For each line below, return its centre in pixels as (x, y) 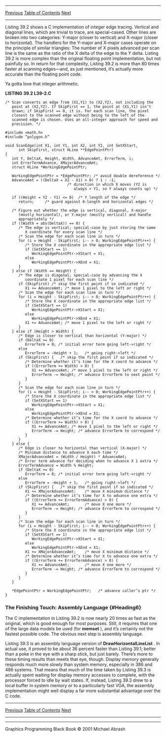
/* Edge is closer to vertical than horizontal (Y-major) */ (83, 336)
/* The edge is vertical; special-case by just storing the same (87, 228)
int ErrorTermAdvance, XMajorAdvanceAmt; (55, 163)
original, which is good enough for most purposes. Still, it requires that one (81, 623)
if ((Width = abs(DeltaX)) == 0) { (48, 223)
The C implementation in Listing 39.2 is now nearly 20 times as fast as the (80, 618)
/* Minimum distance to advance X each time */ (68, 452)
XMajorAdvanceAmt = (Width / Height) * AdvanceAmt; (72, 457)
